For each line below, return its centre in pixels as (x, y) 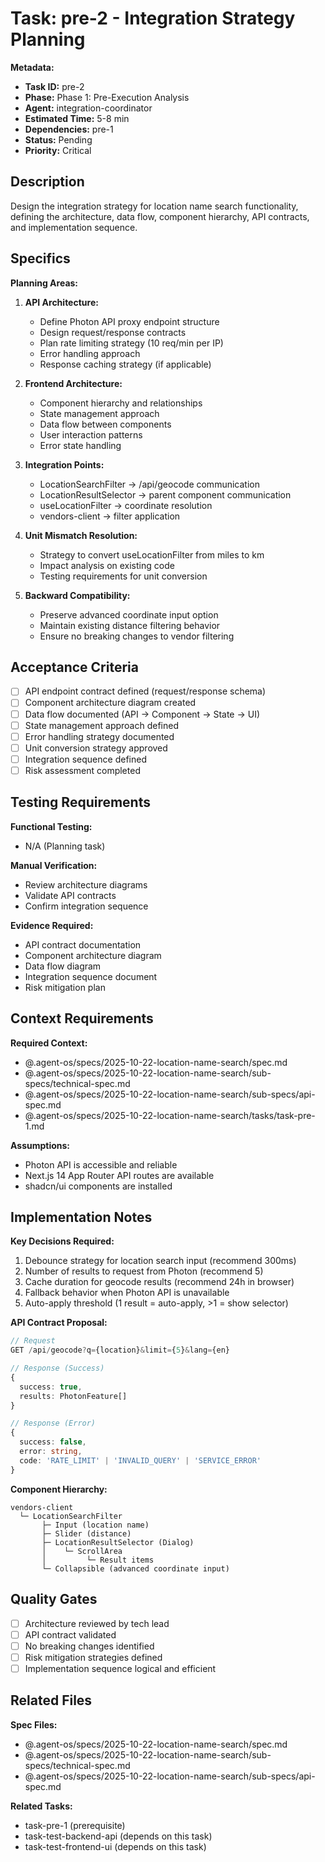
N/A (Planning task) (65, 846)
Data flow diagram (63, 966)
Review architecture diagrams (86, 884)
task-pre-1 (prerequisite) (75, 1825)
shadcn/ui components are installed (98, 1186)
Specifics (40, 258)
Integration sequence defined (85, 759)
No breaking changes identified (89, 1646)
